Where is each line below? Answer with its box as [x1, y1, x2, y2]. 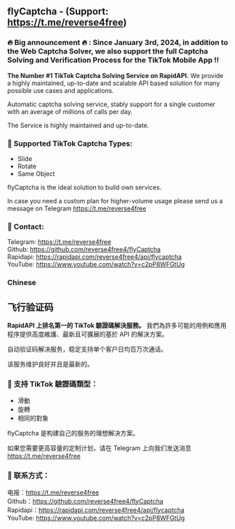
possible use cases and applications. [7, 86, 114, 94]
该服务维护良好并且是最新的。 [7, 360, 93, 369]
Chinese [7, 278, 36, 288]
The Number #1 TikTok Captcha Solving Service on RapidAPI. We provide [7, 71, 224, 79]
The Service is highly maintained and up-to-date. [7, 121, 149, 129]
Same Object [17, 169, 55, 178]
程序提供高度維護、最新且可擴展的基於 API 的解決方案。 [7, 330, 168, 338]
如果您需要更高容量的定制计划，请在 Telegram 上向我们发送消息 [7, 444, 192, 452]
